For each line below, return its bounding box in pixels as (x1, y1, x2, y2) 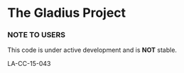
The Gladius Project (7, 5, 126, 21)
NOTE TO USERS (7, 30, 66, 40)
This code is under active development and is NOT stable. (7, 46, 178, 54)
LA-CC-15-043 (7, 60, 51, 68)
